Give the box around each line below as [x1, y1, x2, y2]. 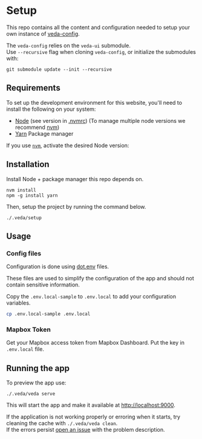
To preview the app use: [6, 379, 67, 386]
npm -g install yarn [6, 192, 59, 199]
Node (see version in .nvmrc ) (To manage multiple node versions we [15, 117, 186, 124]
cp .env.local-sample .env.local [6, 311, 91, 317]
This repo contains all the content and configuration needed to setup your [6, 24, 191, 31]
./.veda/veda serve [6, 391, 56, 397]
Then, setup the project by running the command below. [6, 203, 146, 210]
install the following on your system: [6, 105, 96, 113]
